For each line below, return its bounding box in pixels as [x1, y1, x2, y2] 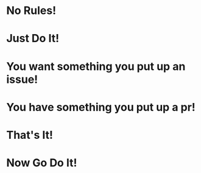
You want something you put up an [6, 59, 186, 73]
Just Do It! [6, 32, 60, 46]
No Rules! [6, 4, 57, 18]
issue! [6, 72, 38, 86]
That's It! [6, 128, 54, 142]
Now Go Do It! [6, 156, 77, 170]
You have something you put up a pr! [6, 100, 196, 114]
